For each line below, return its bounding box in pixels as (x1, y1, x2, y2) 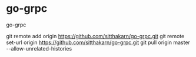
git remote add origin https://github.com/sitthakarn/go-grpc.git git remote (6, 32, 185, 39)
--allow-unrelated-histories (6, 45, 72, 52)
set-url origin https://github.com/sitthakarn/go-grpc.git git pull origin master (6, 39, 190, 46)
